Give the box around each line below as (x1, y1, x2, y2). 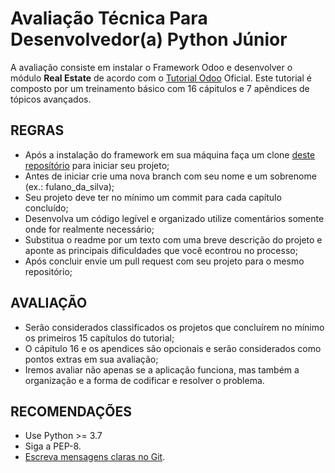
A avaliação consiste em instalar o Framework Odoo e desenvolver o (10, 61, 293, 73)
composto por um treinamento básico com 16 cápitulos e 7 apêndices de (10, 82, 310, 94)
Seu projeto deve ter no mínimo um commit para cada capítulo (24, 191, 282, 203)
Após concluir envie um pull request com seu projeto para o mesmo (24, 255, 305, 267)
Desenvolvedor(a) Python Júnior (10, 28, 288, 51)
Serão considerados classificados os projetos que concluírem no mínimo (24, 321, 325, 333)
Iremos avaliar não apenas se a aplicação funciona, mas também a (24, 363, 300, 376)
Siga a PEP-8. (24, 440, 82, 452)
